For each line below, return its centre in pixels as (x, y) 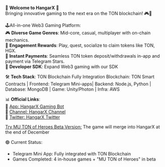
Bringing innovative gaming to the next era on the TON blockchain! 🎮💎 (79, 13)
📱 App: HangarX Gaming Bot (35, 106)
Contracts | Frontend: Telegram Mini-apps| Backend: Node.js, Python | (78, 84)
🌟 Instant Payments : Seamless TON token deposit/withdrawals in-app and (82, 56)
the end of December (27, 132)
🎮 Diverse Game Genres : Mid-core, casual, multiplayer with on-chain (78, 33)
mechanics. (17, 40)
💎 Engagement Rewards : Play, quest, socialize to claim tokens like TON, (80, 45)
